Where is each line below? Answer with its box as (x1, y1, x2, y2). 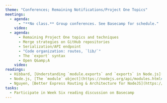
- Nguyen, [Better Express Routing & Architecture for (9, 81, 126, 86)
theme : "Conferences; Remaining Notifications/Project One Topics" (5, 7, 148, 12)
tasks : (5, 85, 19, 91)
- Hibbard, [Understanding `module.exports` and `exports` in (9, 72, 141, 77)
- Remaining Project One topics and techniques (18, 35, 119, 40)
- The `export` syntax (18, 53, 66, 58)
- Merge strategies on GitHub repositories (18, 40, 110, 45)
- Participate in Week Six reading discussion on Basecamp (9, 90, 135, 95)
